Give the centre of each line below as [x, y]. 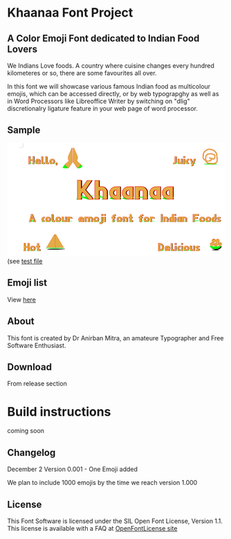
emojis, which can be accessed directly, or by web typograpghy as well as [113, 94]
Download [29, 367]
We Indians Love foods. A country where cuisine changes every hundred [111, 66]
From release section [37, 384]
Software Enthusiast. [37, 345]
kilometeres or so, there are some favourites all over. [82, 73]
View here [21, 300]
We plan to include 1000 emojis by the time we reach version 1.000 [102, 483]
